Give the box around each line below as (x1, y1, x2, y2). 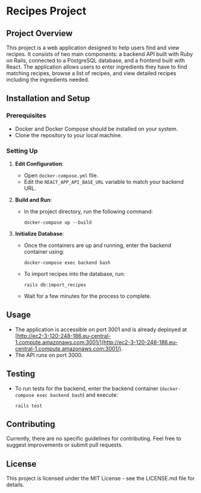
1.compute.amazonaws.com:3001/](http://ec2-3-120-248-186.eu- (14, 338, 178, 346)
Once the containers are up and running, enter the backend (23, 242, 172, 249)
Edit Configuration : (14, 160, 64, 167)
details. (6, 481, 25, 488)
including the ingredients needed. (6, 76, 90, 83)
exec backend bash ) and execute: (37, 391, 119, 398)
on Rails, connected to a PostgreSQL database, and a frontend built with (6, 57, 185, 64)
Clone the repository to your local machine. (14, 131, 122, 139)
